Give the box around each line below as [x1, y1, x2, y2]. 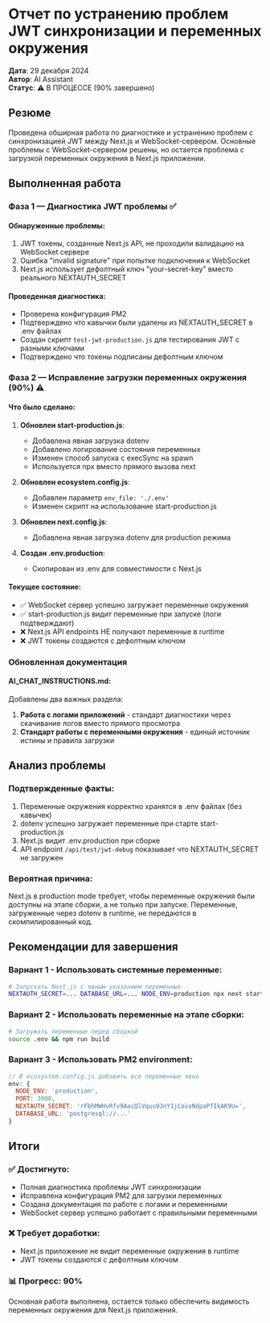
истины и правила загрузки [19, 735, 115, 745]
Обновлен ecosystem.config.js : [19, 477, 130, 487]
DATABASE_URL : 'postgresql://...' [15, 1109, 131, 1118]
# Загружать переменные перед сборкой [8, 1027, 138, 1035]
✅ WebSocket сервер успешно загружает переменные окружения [19, 599, 249, 609]
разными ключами [19, 343, 85, 353]
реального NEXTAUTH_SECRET [19, 273, 127, 283]
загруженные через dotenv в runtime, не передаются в [8, 908, 197, 918]
